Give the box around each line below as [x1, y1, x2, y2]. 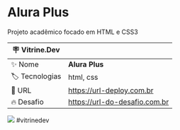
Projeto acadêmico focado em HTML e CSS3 [7, 28, 138, 36]
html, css [68, 72, 99, 82]
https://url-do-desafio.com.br [68, 97, 169, 107]
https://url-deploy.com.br [68, 85, 154, 95]
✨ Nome [11, 59, 39, 69]
